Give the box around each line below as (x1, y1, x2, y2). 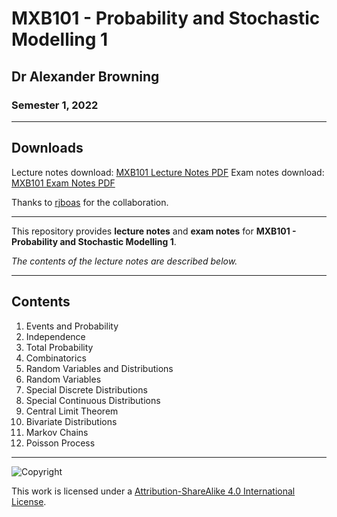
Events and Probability (25, 320, 119, 332)
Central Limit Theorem (25, 405, 119, 417)
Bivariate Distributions (25, 415, 118, 427)
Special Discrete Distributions (25, 383, 148, 396)
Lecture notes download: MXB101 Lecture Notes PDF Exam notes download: (11, 166, 325, 178)
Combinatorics (25, 352, 87, 364)
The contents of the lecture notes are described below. (11, 255, 238, 267)
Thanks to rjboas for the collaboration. (11, 196, 169, 208)
